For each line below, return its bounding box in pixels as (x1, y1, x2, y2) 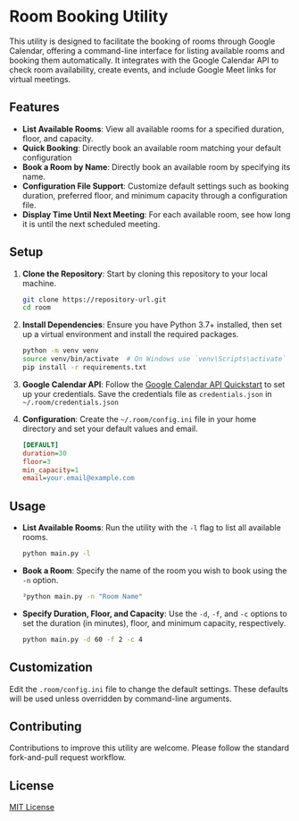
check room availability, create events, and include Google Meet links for (9, 64, 277, 75)
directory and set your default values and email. (21, 423, 198, 434)
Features (9, 100, 60, 115)
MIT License (9, 802, 55, 813)
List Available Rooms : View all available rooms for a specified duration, (21, 123, 285, 134)
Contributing (9, 718, 82, 734)
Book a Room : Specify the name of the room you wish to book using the (21, 565, 287, 576)
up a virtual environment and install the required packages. (21, 329, 239, 340)
